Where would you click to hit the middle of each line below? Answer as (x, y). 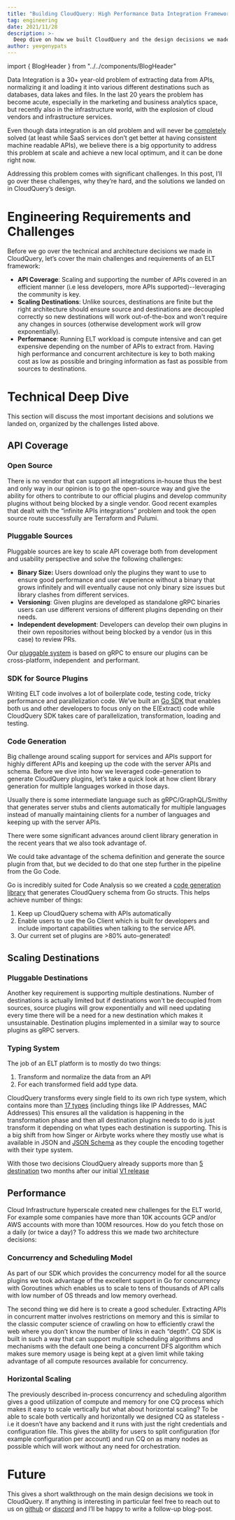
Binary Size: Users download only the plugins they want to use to (112, 572)
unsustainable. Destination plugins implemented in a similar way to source (114, 1023)
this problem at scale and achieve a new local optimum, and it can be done (115, 152)
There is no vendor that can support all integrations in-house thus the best (114, 481)
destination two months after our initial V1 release (78, 1171)
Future (27, 1475)
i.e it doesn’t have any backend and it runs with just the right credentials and (117, 1423)
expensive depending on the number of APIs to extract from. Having (116, 346)
